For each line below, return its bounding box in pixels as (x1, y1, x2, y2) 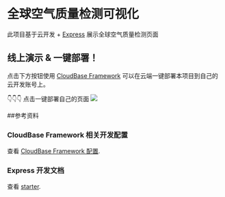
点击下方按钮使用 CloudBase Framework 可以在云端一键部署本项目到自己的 (7, 71, 219, 79)
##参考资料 (7, 111, 39, 120)
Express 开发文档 (7, 166, 65, 175)
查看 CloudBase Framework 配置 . (7, 147, 101, 155)
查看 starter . (7, 183, 41, 191)
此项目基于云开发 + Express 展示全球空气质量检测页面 (7, 30, 159, 38)
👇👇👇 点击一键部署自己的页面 (7, 94, 90, 103)
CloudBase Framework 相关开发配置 (7, 130, 128, 140)
